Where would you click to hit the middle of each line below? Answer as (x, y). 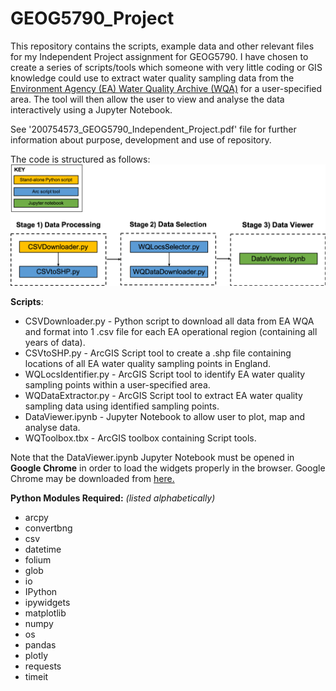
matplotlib (45, 613)
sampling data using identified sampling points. (122, 406)
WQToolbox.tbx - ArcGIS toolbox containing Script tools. (140, 438)
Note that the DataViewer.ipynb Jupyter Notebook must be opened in (152, 458)
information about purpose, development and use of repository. (141, 139)
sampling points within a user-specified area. (117, 385)
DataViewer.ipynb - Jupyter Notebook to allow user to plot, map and (165, 417)
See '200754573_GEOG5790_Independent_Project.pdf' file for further (153, 129)
